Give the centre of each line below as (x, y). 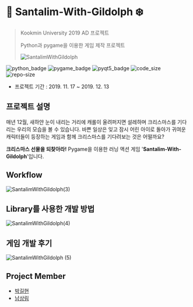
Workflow (24, 175)
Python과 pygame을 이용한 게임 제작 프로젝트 (73, 45)
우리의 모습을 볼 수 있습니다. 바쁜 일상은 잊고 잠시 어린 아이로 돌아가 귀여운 (101, 129)
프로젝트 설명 (28, 107)
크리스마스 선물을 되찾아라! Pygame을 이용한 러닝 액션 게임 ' (75, 149)
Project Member (36, 276)
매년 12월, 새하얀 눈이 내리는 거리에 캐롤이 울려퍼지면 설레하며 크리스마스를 (91, 122)
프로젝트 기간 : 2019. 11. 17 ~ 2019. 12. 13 (62, 87)
